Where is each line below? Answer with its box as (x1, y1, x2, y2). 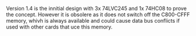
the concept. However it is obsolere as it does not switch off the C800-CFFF (6, 11, 190, 18)
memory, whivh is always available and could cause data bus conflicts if (6, 17, 180, 24)
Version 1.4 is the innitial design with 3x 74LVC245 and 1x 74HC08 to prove (6, 5, 187, 12)
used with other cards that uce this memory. (6, 23, 113, 30)
